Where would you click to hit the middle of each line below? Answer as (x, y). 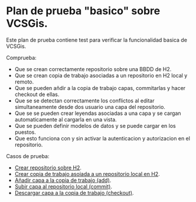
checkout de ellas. (37, 94)
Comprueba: (21, 57)
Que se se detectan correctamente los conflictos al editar (84, 100)
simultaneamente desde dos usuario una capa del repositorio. (90, 107)
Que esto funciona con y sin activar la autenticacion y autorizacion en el (102, 138)
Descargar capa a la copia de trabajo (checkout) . (74, 193)
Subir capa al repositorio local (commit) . (63, 186)
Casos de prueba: (28, 156)
